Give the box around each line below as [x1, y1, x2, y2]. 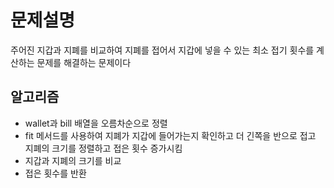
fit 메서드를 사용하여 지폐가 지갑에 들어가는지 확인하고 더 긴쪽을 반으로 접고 [24, 129, 317, 141]
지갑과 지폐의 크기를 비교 [24, 154, 122, 166]
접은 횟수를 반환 [24, 167, 87, 179]
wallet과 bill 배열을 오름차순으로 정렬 [24, 117, 168, 129]
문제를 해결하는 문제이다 [36, 56, 132, 68]
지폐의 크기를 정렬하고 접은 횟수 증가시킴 [24, 142, 183, 154]
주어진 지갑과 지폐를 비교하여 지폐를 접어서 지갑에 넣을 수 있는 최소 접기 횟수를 [10, 44, 315, 56]
